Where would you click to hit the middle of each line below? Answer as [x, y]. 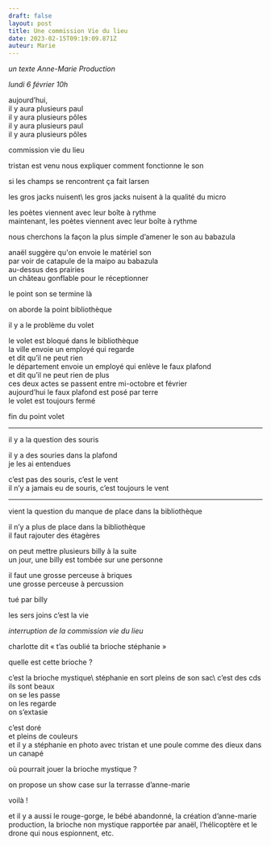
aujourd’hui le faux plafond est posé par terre [83, 392]
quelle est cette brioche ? [50, 662]
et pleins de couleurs [43, 736]
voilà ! [18, 801]
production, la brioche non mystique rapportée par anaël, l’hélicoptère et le [133, 825]
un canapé [26, 754]
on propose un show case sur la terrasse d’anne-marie [99, 785]
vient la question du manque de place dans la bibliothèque [106, 511]
